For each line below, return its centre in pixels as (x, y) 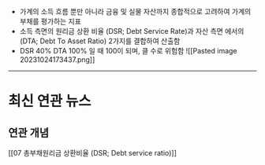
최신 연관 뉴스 (50, 101)
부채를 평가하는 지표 (50, 21)
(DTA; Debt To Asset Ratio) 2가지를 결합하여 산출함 (100, 41)
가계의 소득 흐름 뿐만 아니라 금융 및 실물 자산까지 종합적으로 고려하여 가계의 (135, 11)
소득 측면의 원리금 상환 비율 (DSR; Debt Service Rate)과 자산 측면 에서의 (132, 31)
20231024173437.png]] (57, 60)
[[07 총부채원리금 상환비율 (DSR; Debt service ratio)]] (93, 153)
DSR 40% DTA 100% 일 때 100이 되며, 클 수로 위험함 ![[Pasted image (129, 51)
